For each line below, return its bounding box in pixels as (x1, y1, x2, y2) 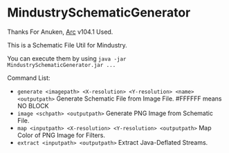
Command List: (7, 74, 51, 82)
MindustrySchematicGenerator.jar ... (7, 61, 116, 68)
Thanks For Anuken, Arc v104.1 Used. (7, 28, 113, 36)
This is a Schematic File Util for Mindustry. (7, 41, 128, 49)
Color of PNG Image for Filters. (17, 131, 106, 139)
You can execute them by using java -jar (7, 54, 127, 63)
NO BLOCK (17, 101, 50, 110)
